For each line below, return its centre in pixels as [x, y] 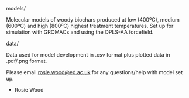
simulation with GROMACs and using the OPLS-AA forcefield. [80, 32]
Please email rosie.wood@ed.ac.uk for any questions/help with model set [94, 72]
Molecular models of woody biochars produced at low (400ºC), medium [93, 20]
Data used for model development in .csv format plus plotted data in [88, 55]
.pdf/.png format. [27, 61]
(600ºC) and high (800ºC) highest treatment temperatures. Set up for [90, 26]
